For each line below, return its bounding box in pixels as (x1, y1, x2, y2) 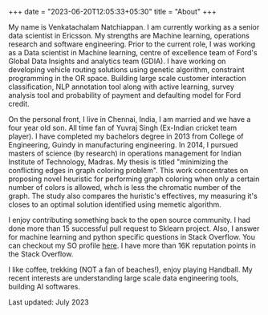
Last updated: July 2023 (8, 297, 90, 307)
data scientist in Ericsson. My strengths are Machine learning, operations (8, 31, 250, 40)
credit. (8, 99, 30, 108)
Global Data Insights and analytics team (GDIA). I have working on (8, 56, 226, 66)
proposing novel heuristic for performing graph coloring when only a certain (8, 174, 260, 184)
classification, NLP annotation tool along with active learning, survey (8, 82, 235, 91)
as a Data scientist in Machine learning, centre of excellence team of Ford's (8, 48, 258, 57)
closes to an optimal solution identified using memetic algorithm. (8, 200, 222, 209)
